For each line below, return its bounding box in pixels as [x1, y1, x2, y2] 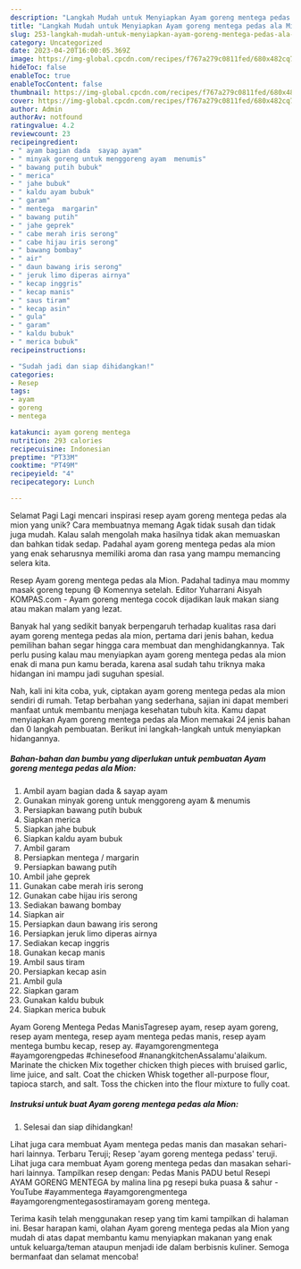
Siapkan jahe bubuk [22, 824, 96, 834]
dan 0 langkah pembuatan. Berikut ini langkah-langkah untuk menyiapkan [10, 723, 281, 734]
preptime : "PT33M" [10, 453, 79, 461]
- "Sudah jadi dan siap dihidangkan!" [10, 361, 155, 371]
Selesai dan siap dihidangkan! [22, 1121, 133, 1132]
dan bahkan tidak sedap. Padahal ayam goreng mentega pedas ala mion [10, 538, 276, 549]
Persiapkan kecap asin [22, 966, 107, 977]
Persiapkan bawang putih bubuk [22, 804, 143, 815]
